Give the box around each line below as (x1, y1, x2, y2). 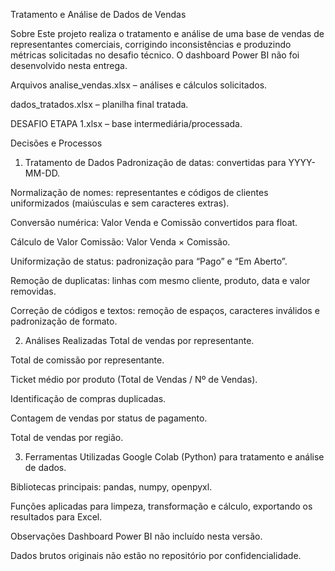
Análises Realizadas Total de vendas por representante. (24, 335, 255, 346)
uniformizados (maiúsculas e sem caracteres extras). (10, 197, 230, 209)
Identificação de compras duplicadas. (10, 393, 167, 404)
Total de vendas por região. (10, 432, 124, 443)
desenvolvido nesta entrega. (10, 60, 128, 71)
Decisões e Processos (10, 137, 103, 149)
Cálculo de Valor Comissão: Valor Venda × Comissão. (10, 236, 231, 248)
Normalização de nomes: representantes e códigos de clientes (10, 187, 269, 198)
